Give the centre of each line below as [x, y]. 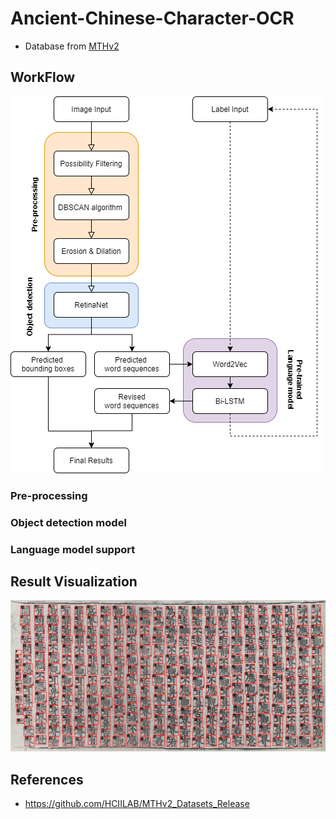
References [47, 779]
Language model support [73, 549]
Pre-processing [49, 495]
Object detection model [68, 522]
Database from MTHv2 [72, 46]
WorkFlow [43, 77]
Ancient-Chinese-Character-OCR [152, 18]
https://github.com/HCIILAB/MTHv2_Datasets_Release [137, 804]
